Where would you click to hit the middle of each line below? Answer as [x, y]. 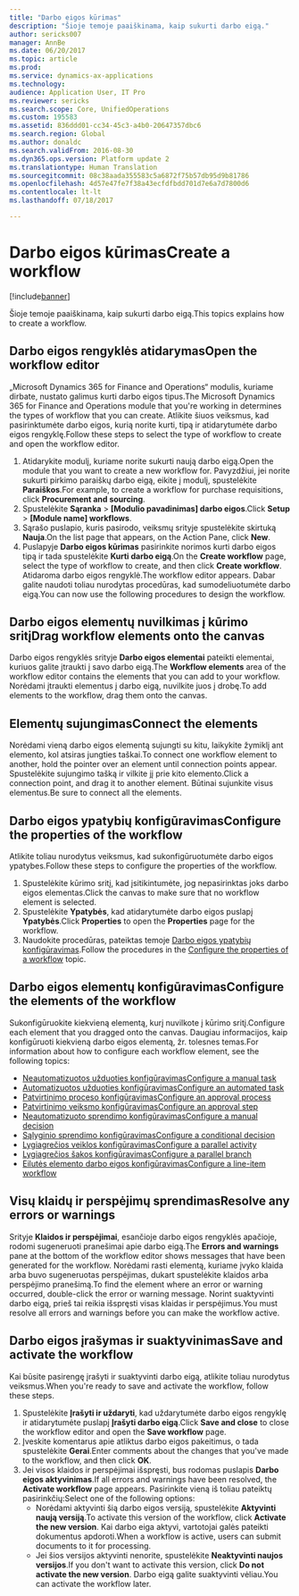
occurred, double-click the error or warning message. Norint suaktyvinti [141, 1294]
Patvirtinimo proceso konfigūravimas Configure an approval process [147, 1097]
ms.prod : [25, 68]
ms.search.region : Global [57, 134]
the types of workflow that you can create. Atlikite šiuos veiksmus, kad [139, 415]
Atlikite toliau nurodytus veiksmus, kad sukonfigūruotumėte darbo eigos [141, 857]
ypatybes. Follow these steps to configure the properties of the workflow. [143, 866]
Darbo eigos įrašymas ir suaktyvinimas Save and [146, 1341]
